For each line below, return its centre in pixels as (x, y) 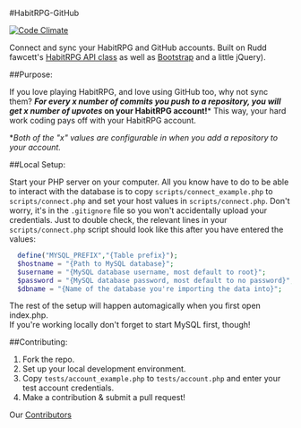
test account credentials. (68, 388)
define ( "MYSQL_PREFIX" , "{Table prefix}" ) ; (98, 255)
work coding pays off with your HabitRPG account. (103, 120)
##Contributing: (39, 342)
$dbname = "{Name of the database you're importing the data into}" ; (150, 289)
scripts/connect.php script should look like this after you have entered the (146, 229)
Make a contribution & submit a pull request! (103, 398)
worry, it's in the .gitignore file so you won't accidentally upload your (138, 210)
